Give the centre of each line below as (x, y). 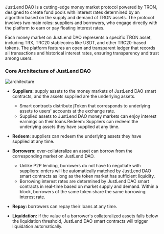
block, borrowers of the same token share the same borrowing (82, 192)
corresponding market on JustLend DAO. (53, 156)
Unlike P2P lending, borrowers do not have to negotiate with (80, 166)
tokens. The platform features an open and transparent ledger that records (80, 48)
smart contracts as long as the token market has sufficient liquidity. (87, 176)
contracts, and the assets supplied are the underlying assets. (74, 96)
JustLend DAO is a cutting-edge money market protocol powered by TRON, (81, 7)
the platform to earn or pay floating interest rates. (55, 28)
